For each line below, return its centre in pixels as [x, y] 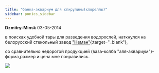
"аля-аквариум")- [135, 51]
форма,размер [20, 56]
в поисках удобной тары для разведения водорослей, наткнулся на [75, 37]
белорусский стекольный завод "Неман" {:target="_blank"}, [66, 42]
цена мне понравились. [65, 56]
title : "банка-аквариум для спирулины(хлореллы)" [56, 9]
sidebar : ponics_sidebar [30, 14]
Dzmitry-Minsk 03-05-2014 [33, 27]
